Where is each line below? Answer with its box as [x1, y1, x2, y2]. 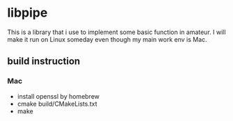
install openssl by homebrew [17, 92, 99, 100]
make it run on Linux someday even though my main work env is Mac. [7, 35, 207, 43]
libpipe [7, 5, 48, 21]
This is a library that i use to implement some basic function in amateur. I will [7, 28, 226, 36]
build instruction [7, 56, 81, 67]
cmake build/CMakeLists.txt [17, 99, 97, 108]
